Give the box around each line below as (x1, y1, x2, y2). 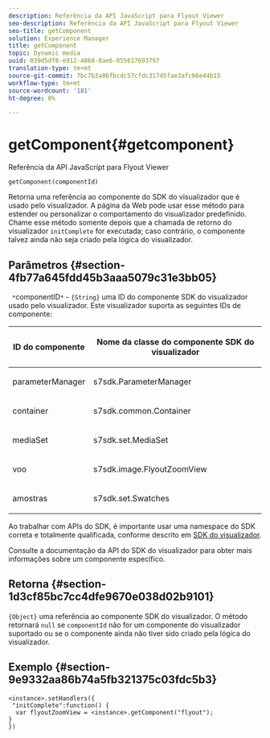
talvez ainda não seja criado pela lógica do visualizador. (8, 235, 193, 245)
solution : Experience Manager (8, 34, 110, 43)
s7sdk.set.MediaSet (93, 435, 169, 445)
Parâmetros (8, 258, 68, 272)
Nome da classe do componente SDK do (96, 336, 255, 347)
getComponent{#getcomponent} (8, 136, 235, 154)
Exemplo (8, 661, 53, 674)
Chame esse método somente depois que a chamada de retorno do (8, 218, 232, 228)
